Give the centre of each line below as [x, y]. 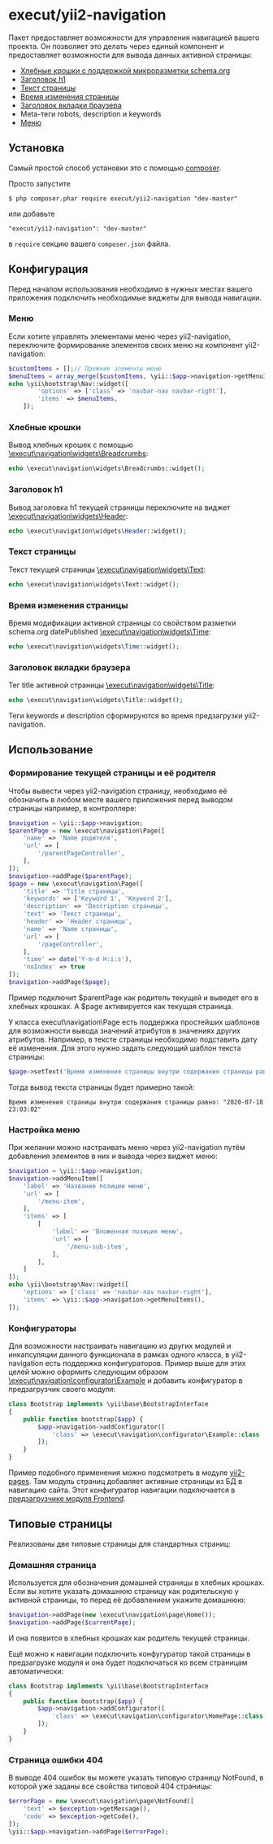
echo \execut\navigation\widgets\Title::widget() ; [96, 700]
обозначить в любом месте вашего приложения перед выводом [121, 799]
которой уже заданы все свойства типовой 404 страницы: [110, 1786]
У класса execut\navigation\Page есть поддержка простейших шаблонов [134, 1022]
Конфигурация [48, 269]
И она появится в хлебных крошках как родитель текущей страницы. [129, 1638]
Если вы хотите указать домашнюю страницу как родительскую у [124, 1592]
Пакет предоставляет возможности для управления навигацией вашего [134, 37]
